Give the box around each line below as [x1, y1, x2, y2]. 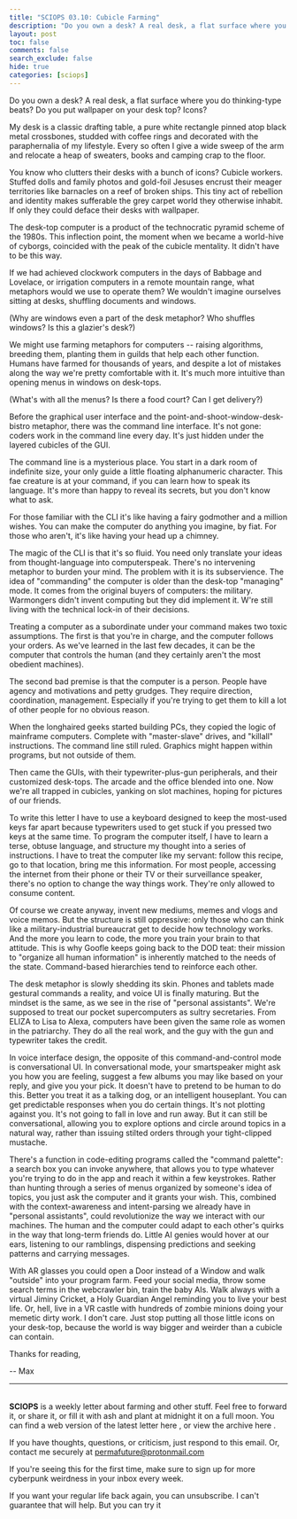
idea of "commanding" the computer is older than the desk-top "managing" [9, 575, 284, 586]
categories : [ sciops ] [9, 71, 89, 80]
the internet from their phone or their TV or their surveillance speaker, [9, 869, 263, 879]
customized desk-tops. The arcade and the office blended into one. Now [9, 776, 274, 787]
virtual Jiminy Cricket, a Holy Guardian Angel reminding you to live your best [9, 1293, 287, 1304]
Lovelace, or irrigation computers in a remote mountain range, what [9, 277, 255, 287]
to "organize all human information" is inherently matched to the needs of [9, 952, 277, 962]
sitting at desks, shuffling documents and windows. [9, 295, 197, 306]
